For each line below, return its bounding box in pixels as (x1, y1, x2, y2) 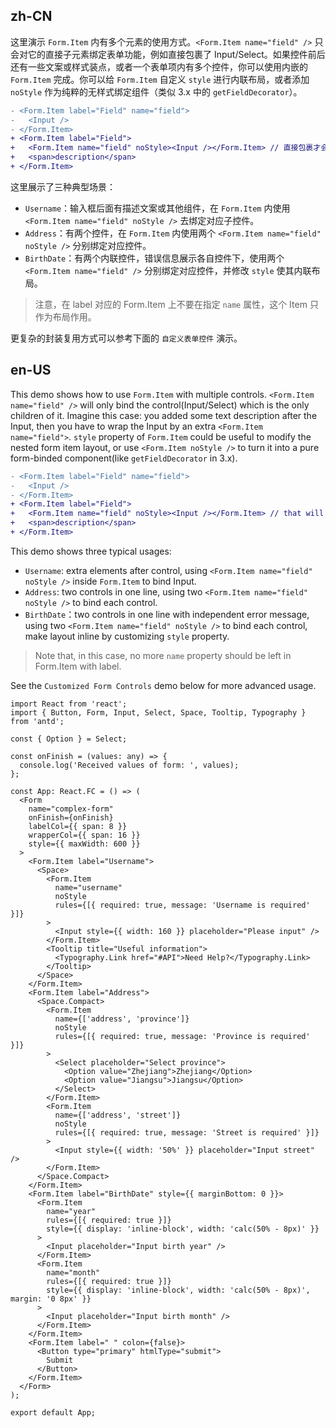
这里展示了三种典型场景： (10, 180, 116, 193)
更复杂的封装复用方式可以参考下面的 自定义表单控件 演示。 (10, 332, 243, 344)
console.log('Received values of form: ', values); (19, 760, 240, 770)
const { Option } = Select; (10, 734, 128, 744)
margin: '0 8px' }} (10, 1294, 92, 1304)
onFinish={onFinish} (28, 812, 114, 823)
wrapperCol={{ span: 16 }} (28, 830, 141, 840)
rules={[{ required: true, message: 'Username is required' (54, 900, 311, 910)
